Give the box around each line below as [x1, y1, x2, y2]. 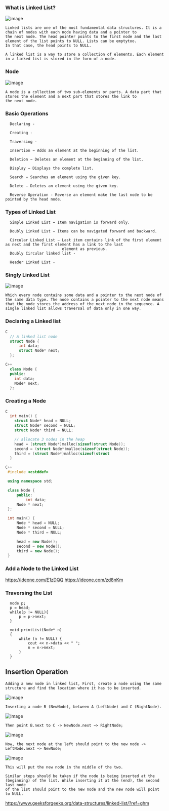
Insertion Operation [5, 668, 68, 676]
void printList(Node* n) [10, 627, 62, 632]
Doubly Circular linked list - [10, 251, 76, 256]
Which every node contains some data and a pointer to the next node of [5, 293, 162, 298]
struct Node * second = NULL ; [14, 423, 76, 428]
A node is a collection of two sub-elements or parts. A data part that [5, 89, 162, 95]
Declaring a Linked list [5, 318, 61, 325]
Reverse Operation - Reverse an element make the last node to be [10, 192, 153, 197]
